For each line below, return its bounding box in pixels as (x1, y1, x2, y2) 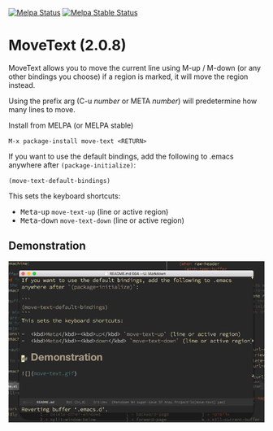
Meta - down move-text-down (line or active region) (19, 215, 185, 225)
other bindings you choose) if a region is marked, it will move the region (8, 72, 249, 81)
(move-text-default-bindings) (8, 176, 111, 185)
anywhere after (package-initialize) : (8, 159, 136, 170)
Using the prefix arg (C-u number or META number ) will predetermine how (8, 96, 258, 106)
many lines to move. (8, 104, 76, 114)
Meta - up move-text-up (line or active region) (19, 207, 169, 216)
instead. (8, 80, 36, 89)
